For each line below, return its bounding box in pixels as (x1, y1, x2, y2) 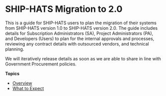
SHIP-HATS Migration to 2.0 (5, 3, 123, 15)
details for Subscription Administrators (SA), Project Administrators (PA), (5, 30, 154, 36)
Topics (5, 70, 20, 76)
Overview (12, 80, 32, 86)
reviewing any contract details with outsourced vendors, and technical (5, 41, 149, 47)
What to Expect (12, 85, 44, 91)
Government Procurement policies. (5, 61, 77, 67)
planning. (5, 46, 24, 52)
